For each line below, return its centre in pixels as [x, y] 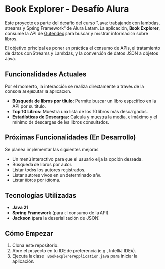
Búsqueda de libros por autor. [42, 164]
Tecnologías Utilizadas [41, 196]
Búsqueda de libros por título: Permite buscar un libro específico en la [84, 101]
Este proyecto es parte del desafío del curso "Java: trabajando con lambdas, [82, 23]
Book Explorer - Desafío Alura [67, 9]
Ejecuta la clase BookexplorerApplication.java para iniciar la [75, 256]
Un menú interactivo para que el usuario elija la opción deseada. [77, 159]
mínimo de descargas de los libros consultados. [61, 122]
